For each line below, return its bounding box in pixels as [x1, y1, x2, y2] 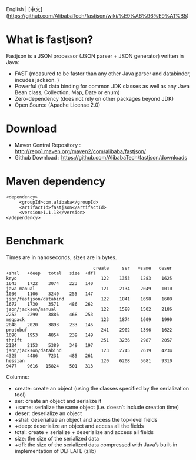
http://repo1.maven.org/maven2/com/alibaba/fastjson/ [14, 147, 146, 155]
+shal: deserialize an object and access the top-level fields [14, 416, 158, 423]
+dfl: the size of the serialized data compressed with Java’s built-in [14, 441, 178, 448]
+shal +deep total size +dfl [6, 270, 96, 276]
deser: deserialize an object [14, 409, 82, 417]
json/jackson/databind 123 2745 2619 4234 [6, 348, 172, 353]
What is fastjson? [6, 33, 94, 47]
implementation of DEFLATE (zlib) [14, 447, 97, 454]
